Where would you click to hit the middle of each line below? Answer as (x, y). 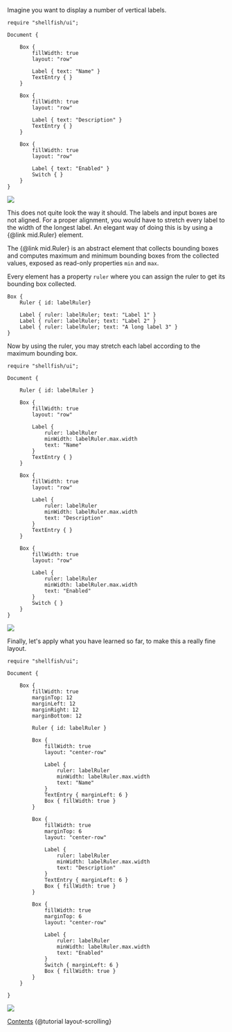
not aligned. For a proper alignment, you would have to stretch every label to (116, 220)
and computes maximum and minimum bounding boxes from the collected (113, 256)
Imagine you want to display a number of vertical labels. (87, 10)
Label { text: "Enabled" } (71, 169)
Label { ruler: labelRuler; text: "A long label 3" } (99, 327)
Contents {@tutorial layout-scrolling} (60, 1021)
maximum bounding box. (43, 353)
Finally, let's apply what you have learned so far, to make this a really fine (111, 641)
